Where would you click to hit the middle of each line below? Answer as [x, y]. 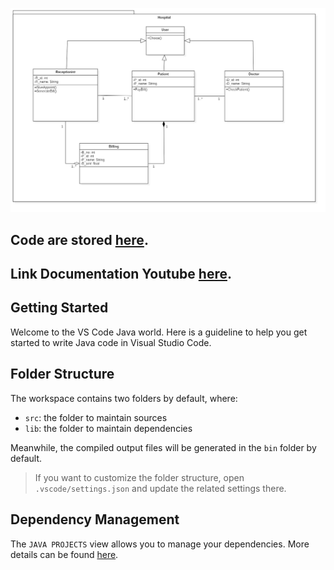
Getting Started [59, 308]
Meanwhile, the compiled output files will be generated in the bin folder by [163, 447]
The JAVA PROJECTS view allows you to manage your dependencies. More [160, 544]
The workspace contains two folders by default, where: [124, 398]
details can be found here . [64, 554]
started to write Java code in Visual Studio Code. [111, 342]
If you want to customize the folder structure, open [139, 477]
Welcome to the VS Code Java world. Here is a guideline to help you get [159, 332]
